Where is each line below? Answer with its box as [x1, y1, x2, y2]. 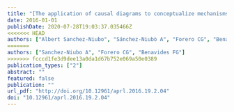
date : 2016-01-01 [7, 17, 58, 24]
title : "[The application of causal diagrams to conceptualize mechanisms [7, 10, 229, 17]
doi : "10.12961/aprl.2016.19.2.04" [7, 95, 111, 102]
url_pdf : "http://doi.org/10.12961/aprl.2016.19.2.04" [7, 88, 170, 95]
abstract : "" [7, 68, 45, 75]
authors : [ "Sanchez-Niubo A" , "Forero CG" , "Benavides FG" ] [7, 49, 186, 56]
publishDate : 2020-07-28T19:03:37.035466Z [7, 23, 132, 30]
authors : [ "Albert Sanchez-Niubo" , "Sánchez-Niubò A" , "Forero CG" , [7, 36, 210, 43]
